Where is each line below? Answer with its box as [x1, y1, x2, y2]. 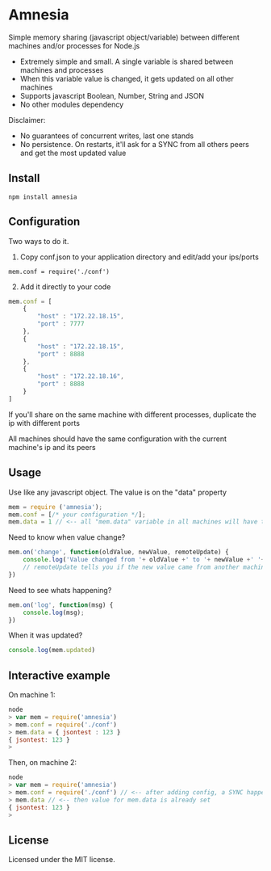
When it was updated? [8, 630, 83, 640]
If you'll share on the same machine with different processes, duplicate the [8, 410, 256, 419]
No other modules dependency [19, 99, 124, 109]
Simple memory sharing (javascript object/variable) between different [8, 32, 240, 42]
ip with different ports [8, 418, 81, 427]
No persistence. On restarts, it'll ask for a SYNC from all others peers [19, 139, 250, 149]
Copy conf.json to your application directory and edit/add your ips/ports [19, 252, 260, 262]
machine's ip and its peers [8, 442, 96, 452]
